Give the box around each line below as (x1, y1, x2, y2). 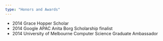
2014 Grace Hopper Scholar (12, 20, 69, 26)
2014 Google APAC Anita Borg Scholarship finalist (12, 25, 113, 31)
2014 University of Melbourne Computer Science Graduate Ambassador (12, 30, 158, 36)
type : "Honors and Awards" (5, 7, 60, 12)
